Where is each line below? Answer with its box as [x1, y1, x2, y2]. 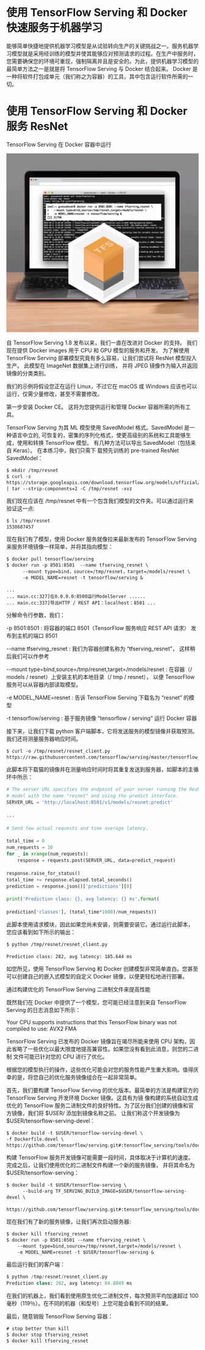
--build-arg [22, 1188, 53, 1194]
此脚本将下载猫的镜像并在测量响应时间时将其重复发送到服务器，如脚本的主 [6, 766, 193, 773]
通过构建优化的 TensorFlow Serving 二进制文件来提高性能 [6, 985, 151, 993]
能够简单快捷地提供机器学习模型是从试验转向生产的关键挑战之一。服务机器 [6, 42, 193, 50]
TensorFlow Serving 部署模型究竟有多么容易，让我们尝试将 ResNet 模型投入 [6, 354, 197, 362]
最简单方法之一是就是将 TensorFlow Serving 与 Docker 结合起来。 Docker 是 [6, 65, 198, 72]
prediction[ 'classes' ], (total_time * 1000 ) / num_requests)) [6, 909, 157, 915]
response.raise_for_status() [6, 870, 81, 876]
